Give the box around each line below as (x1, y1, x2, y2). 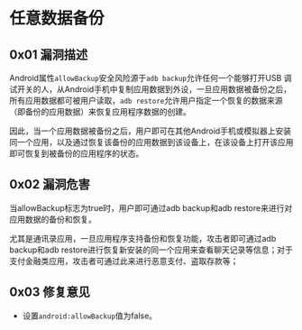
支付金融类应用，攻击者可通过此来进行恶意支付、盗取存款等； (9, 255, 239, 266)
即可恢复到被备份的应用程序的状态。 (9, 148, 144, 159)
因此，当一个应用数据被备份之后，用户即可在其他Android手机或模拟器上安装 (9, 125, 291, 136)
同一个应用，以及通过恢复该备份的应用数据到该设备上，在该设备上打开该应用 (9, 137, 294, 147)
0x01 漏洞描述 (9, 47, 88, 62)
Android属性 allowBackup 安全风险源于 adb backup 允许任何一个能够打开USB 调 (9, 73, 292, 83)
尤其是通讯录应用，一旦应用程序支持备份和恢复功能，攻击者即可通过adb (9, 233, 277, 243)
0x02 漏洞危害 (9, 177, 90, 192)
